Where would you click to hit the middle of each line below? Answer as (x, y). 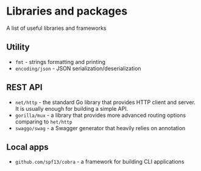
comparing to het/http (44, 121)
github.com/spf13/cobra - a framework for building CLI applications (100, 162)
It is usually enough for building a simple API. (72, 108)
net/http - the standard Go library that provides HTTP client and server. (105, 102)
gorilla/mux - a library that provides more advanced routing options (100, 115)
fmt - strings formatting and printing (60, 61)
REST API (24, 87)
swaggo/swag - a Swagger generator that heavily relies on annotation (100, 128)
